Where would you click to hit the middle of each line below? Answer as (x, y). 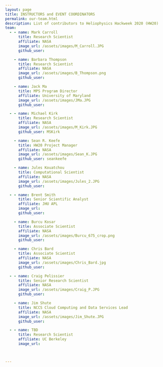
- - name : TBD (24, 330)
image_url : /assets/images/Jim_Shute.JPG (61, 317)
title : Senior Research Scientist (53, 281)
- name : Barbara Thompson (40, 59)
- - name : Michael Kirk (34, 114)
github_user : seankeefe (42, 159)
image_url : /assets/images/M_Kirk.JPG (58, 127)
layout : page (18, 10)
